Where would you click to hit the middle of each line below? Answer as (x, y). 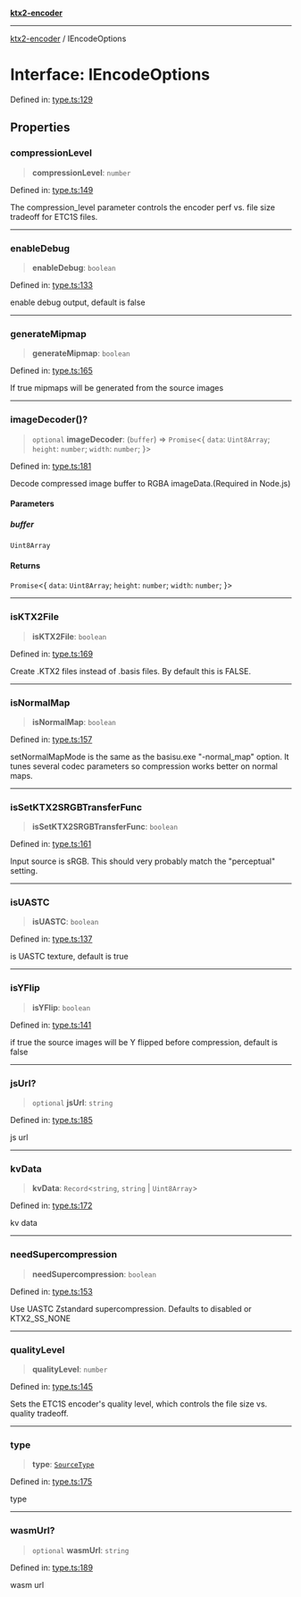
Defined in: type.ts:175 (51, 1482)
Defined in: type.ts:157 (51, 739)
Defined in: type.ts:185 (51, 1120)
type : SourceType (63, 1465)
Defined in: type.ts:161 (51, 844)
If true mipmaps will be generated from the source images (117, 388)
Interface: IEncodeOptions (110, 75)
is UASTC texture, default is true (69, 957)
